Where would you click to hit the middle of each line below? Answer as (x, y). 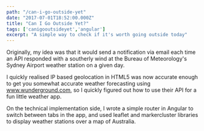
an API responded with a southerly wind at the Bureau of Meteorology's (97, 59)
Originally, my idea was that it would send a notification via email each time (101, 52)
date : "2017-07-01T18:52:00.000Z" (51, 18)
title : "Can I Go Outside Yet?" (47, 23)
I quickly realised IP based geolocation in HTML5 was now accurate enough (102, 77)
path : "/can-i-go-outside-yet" (46, 12)
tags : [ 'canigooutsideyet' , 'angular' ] (56, 29)
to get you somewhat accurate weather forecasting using (79, 84)
